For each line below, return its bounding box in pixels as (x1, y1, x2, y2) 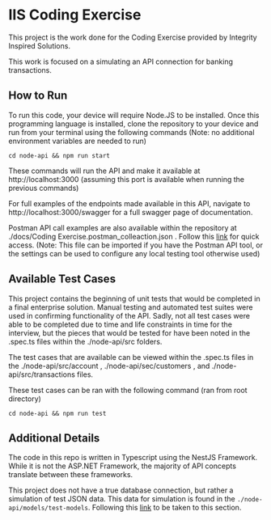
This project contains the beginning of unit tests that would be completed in (8, 294, 260, 303)
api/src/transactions (8, 370, 75, 379)
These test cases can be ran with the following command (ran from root (8, 385, 248, 395)
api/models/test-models (8, 504, 89, 513)
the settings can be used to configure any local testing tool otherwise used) (8, 248, 260, 258)
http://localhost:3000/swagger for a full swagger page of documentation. (8, 207, 253, 217)
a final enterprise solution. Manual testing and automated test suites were (8, 302, 253, 312)
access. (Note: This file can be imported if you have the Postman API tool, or (8, 240, 264, 250)
